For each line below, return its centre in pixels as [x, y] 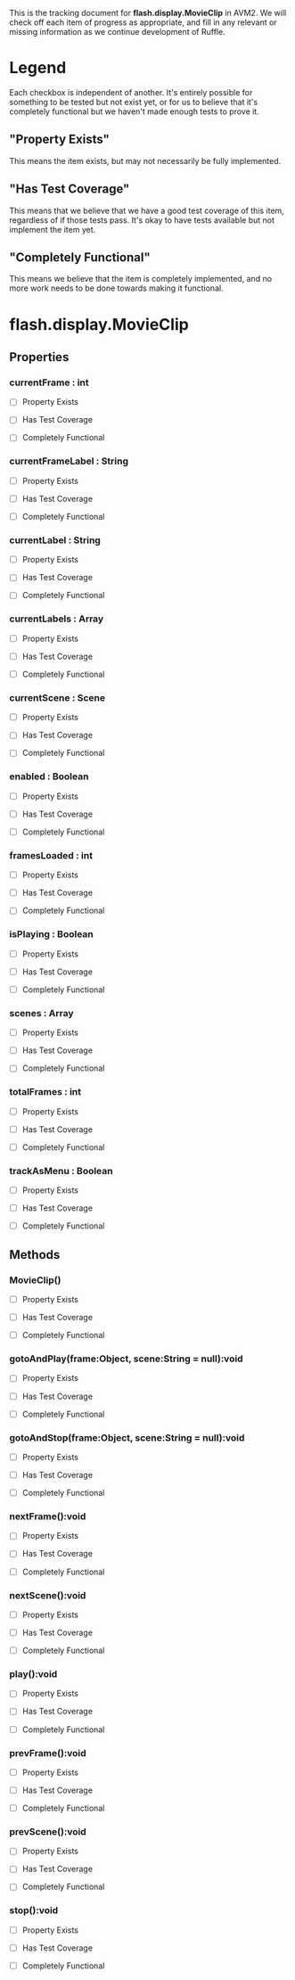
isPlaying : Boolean [51, 934]
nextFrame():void [48, 1516]
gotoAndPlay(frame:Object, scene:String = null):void [126, 1359]
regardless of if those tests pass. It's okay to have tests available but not [142, 220]
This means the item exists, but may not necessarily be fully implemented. [145, 160]
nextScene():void [48, 1595]
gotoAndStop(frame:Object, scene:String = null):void [127, 1437]
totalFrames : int [45, 1092]
